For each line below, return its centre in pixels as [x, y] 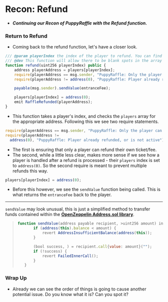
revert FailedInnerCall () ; [70, 256]
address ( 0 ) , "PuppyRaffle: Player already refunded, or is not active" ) [87, 140]
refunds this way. [30, 170]
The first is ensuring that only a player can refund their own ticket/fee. [84, 149]
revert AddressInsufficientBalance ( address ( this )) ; [97, 233]
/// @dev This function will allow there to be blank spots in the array [84, 61]
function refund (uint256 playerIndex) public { [56, 65]
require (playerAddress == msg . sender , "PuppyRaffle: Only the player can [84, 130]
